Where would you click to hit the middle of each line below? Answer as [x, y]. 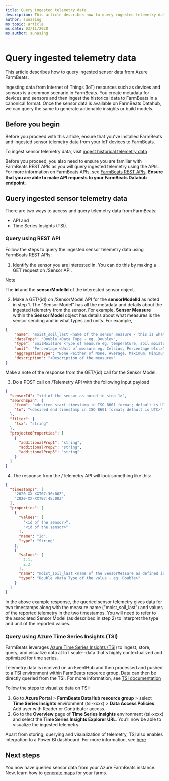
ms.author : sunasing [27, 33]
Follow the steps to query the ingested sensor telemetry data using [75, 249]
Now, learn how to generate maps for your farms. [56, 773]
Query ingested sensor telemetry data [66, 198]
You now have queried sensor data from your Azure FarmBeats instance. [80, 767]
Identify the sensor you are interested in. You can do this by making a [84, 265]
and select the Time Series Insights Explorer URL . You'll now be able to [87, 719]
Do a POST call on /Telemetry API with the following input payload [81, 382]
